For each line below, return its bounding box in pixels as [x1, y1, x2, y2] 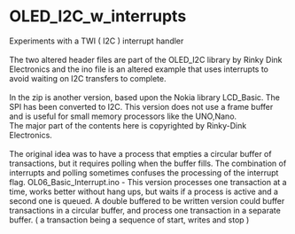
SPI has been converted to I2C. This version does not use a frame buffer [9, 101, 274, 112]
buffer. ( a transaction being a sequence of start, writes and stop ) [9, 214, 250, 225]
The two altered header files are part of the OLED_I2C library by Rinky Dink [9, 54, 283, 65]
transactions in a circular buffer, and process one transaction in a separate [9, 205, 281, 215]
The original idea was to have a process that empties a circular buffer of [9, 148, 272, 159]
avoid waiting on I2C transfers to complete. [9, 73, 167, 83]
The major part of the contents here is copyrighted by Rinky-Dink [9, 120, 247, 130]
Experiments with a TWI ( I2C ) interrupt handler [9, 35, 184, 46]
